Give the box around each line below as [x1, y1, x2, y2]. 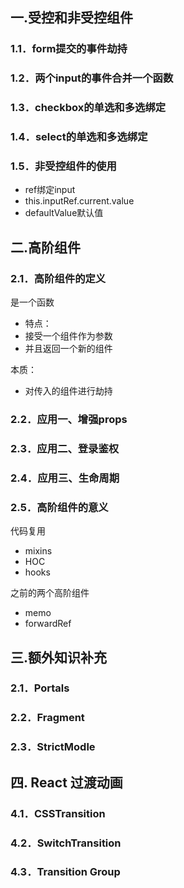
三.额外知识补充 [10, 649, 108, 666]
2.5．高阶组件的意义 [10, 500, 109, 514]
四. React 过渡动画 [10, 774, 123, 791]
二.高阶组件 [10, 239, 82, 256]
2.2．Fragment [10, 711, 85, 725]
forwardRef [24, 618, 72, 630]
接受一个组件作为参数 [24, 330, 113, 342]
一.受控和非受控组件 [10, 9, 134, 27]
